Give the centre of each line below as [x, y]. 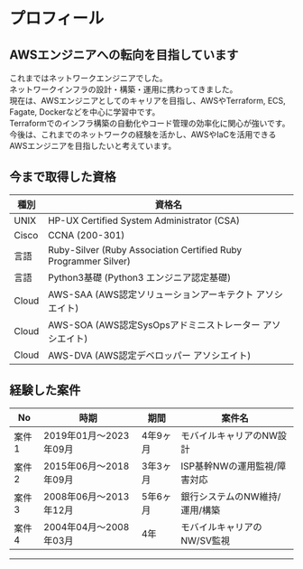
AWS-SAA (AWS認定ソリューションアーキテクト [151, 294]
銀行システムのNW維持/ [231, 496]
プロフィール [57, 19]
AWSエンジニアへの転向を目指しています [124, 55]
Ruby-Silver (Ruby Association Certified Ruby [145, 249]
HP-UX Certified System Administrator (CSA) [144, 220]
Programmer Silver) [89, 261]
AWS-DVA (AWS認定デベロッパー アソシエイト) [150, 355]
